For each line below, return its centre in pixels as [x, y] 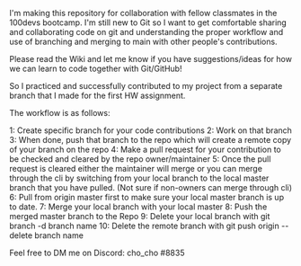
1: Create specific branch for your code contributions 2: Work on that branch [150, 130]
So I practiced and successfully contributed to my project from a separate [146, 86]
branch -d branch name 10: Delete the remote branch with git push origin [145, 226]
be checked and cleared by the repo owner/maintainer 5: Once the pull [140, 159]
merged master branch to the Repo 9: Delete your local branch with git [140, 216]
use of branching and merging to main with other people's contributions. [143, 41]
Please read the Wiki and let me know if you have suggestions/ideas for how [150, 59]
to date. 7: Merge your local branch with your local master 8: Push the [138, 207]
